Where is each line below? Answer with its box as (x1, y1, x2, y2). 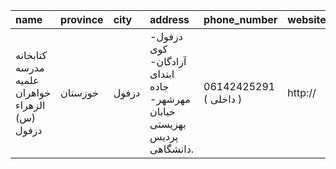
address (149, 13, 190, 26)
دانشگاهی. (149, 142, 195, 156)
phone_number (203, 13, 278, 26)
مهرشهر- (149, 92, 191, 106)
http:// (287, 86, 317, 99)
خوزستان (60, 86, 99, 99)
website (287, 13, 327, 26)
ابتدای (149, 67, 175, 81)
